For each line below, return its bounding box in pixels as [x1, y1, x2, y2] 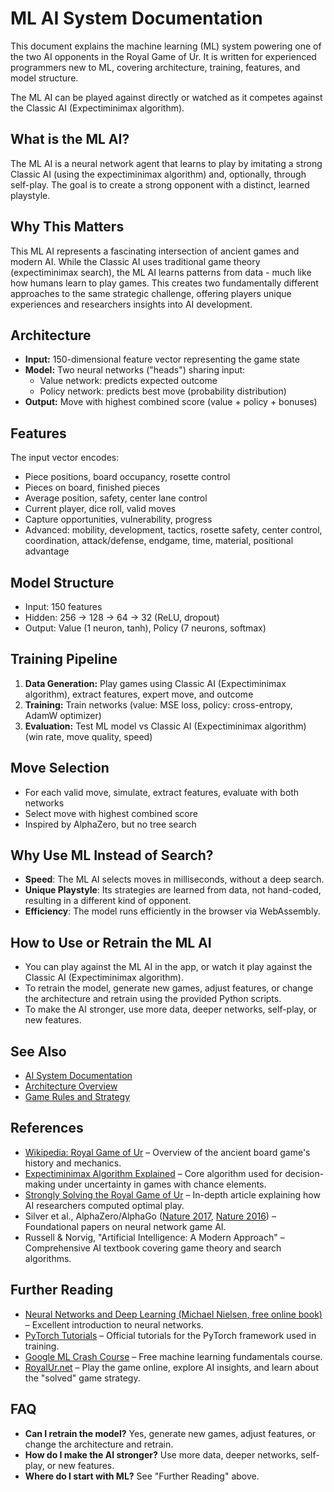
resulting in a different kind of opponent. [24, 895, 192, 907]
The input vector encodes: [10, 452, 120, 464]
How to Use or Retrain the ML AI [10, 934, 212, 951]
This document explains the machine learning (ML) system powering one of [10, 40, 322, 52]
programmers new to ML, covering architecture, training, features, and [10, 61, 301, 73]
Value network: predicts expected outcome [39, 375, 218, 387]
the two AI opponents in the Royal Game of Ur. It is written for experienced [10, 50, 317, 62]
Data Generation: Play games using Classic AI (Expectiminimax [24, 677, 287, 689]
